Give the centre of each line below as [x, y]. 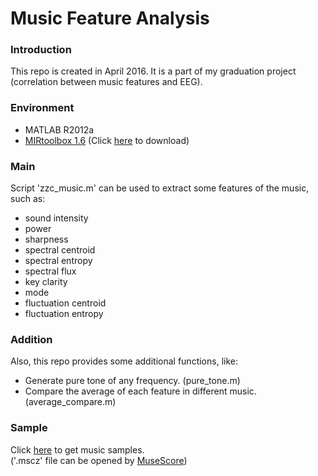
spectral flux [50, 271]
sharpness [46, 239]
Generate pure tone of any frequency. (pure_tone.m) [132, 381]
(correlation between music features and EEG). [106, 82]
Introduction [41, 50]
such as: [28, 199]
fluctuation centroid [65, 303]
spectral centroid [60, 250]
